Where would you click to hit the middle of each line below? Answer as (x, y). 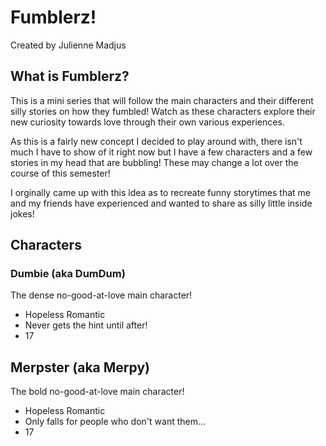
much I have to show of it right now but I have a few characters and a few (161, 152)
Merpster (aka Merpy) (80, 367)
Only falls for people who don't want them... (115, 422)
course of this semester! (60, 173)
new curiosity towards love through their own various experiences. (147, 122)
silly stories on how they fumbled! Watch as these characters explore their (163, 111)
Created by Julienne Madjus (68, 45)
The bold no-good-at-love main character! (97, 392)
